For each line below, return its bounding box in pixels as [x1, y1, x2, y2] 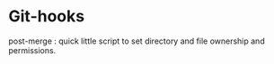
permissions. [8, 44, 57, 55]
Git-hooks [8, 6, 85, 27]
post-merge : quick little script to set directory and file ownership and [8, 36, 266, 46]
